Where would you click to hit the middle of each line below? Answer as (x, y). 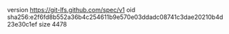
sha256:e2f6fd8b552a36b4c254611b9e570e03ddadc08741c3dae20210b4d (115, 17)
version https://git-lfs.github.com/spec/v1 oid (71, 10)
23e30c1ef (22, 24)
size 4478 (53, 24)
